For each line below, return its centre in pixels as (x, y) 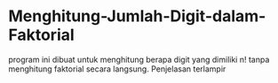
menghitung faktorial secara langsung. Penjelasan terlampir (117, 69)
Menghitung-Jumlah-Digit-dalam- (137, 16)
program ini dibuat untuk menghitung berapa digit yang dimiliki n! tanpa (139, 59)
